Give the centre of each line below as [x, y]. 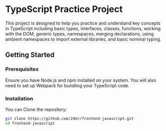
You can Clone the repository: [36, 109]
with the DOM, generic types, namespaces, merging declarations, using [80, 34]
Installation [19, 98]
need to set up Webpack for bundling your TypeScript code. [67, 85]
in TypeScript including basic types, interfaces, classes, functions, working [83, 28]
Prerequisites [22, 69]
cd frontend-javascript [30, 123]
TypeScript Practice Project [64, 9]
